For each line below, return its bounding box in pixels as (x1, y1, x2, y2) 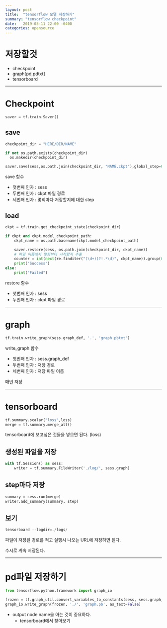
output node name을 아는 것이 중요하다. (12, 611, 91, 617)
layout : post (5, 7, 32, 12)
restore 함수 (5, 279, 29, 286)
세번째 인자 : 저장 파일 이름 (12, 368, 65, 374)
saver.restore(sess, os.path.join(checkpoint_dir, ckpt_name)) (14, 247, 148, 252)
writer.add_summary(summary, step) (5, 499, 79, 504)
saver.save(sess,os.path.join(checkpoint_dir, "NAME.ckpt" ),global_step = (5, 164, 162, 169)
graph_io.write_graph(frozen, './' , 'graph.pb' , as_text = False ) (5, 602, 141, 607)
